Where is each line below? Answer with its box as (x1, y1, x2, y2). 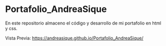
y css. (5, 25, 17, 31)
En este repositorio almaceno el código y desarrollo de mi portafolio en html (5, 20, 161, 26)
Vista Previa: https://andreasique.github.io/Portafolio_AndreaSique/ (5, 35, 143, 41)
